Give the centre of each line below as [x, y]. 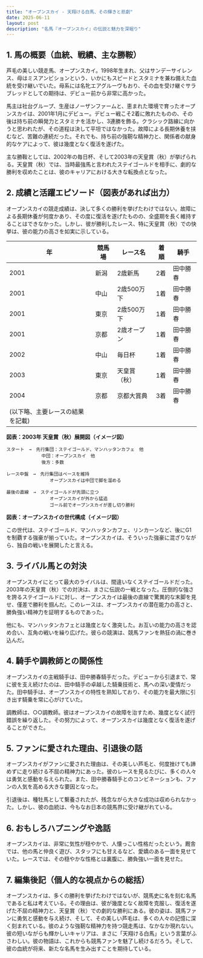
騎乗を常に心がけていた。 [54, 699]
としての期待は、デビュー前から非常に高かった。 [88, 93]
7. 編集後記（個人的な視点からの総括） [78, 880]
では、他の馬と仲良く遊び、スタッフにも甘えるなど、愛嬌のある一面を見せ [99, 851]
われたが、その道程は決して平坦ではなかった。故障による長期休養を [107, 129]
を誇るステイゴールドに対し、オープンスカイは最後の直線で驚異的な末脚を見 [101, 596]
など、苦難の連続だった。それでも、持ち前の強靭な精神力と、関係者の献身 [104, 136]
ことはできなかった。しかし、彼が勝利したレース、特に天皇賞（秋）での [101, 223]
